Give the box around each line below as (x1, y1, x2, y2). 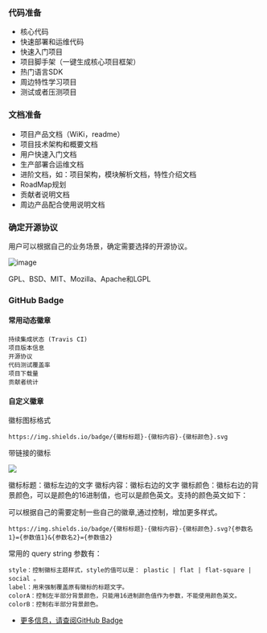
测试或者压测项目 (19, 87, 77, 97)
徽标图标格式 (8, 416, 51, 425)
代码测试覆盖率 (8, 361, 51, 369)
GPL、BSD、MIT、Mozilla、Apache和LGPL (8, 273, 151, 283)
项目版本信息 (8, 344, 45, 352)
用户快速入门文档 (19, 149, 77, 158)
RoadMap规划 (19, 179, 67, 189)
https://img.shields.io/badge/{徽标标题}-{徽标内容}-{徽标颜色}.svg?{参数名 (8, 525, 253, 533)
